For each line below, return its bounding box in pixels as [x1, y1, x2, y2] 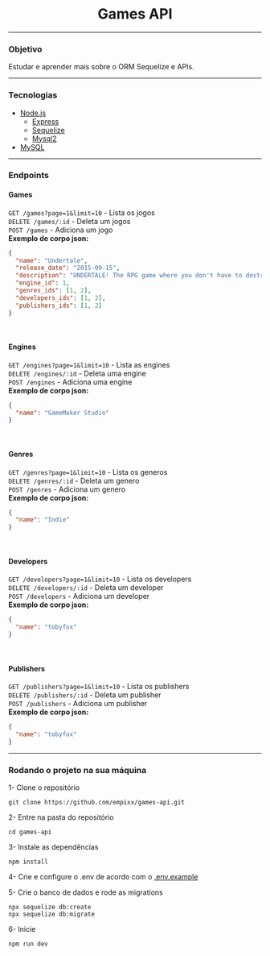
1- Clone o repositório [8, 783, 80, 792]
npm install [8, 858, 48, 867]
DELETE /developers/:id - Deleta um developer [8, 583, 164, 592]
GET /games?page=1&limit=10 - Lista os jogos [8, 207, 155, 218]
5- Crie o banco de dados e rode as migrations [8, 887, 163, 897]
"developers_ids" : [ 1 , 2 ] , [15, 293, 106, 302]
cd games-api [8, 828, 52, 837]
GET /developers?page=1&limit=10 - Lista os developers [8, 574, 192, 584]
